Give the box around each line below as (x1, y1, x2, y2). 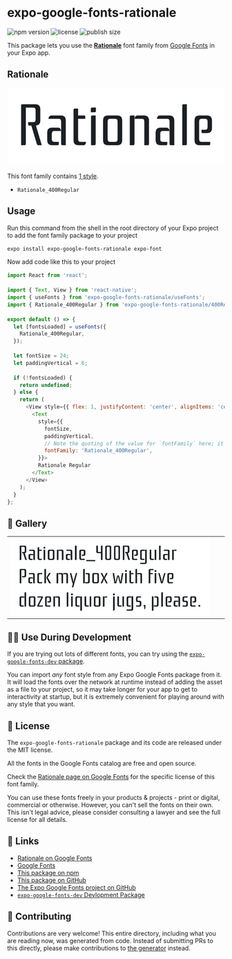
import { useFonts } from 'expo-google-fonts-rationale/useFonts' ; (7, 294, 206, 301)
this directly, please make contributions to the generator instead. (7, 944, 191, 952)
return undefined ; (19, 382, 72, 388)
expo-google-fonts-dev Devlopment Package (17, 890, 145, 899)
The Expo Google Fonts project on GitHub (17, 883, 136, 891)
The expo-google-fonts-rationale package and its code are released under (7, 738, 222, 746)
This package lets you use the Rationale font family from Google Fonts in (7, 41, 215, 49)
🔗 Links (7, 836, 39, 848)
